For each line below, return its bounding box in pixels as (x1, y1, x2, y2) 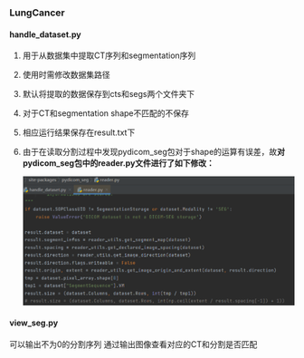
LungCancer (9, 6, 65, 19)
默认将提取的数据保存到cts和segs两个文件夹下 (22, 89, 195, 100)
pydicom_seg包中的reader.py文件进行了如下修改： (22, 158, 215, 169)
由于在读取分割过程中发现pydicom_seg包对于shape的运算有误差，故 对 (22, 147, 286, 158)
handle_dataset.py (9, 29, 81, 40)
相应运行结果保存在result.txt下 (22, 127, 136, 138)
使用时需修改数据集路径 (22, 70, 110, 81)
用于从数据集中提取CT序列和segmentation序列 (22, 50, 196, 61)
